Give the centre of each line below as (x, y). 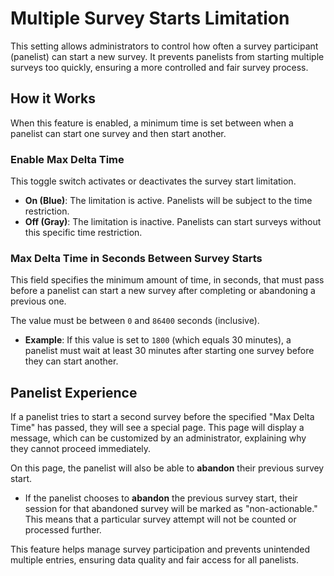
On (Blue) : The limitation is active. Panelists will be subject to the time (168, 201)
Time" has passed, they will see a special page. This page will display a (157, 428)
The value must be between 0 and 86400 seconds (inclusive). (135, 321)
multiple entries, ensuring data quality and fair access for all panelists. (155, 560)
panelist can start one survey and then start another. (118, 133)
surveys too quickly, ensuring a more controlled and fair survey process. (159, 67)
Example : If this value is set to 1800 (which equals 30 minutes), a (158, 340)
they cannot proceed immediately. (81, 449)
